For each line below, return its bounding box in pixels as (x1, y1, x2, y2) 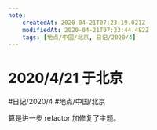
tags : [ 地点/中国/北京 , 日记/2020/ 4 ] (22, 33, 136, 42)
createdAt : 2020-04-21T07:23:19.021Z (22, 19, 146, 27)
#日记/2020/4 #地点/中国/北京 (8, 97, 106, 107)
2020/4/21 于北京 (8, 70, 124, 87)
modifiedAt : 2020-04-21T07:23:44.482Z (22, 26, 149, 34)
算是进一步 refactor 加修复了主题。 (8, 114, 121, 123)
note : (8, 11, 26, 20)
